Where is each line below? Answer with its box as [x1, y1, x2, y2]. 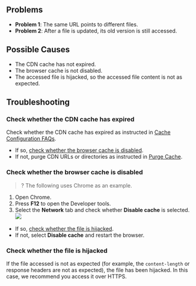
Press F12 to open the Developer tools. [14, 199, 111, 207]
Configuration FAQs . [6, 135, 57, 142]
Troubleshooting [6, 97, 70, 108]
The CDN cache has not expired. [14, 60, 96, 68]
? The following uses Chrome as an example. [20, 181, 132, 189]
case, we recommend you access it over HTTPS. [6, 273, 127, 280]
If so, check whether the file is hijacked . [14, 225, 114, 232]
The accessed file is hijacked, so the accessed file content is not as [14, 73, 182, 81]
